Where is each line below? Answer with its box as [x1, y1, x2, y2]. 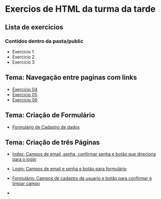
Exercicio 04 [12, 86, 38, 92]
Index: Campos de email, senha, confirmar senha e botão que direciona [12, 151, 156, 157]
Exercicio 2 [12, 54, 35, 60]
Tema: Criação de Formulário [5, 111, 95, 120]
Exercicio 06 [12, 97, 38, 102]
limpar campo [12, 180, 40, 187]
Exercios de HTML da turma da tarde [5, 3, 156, 15]
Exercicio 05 [12, 92, 38, 98]
